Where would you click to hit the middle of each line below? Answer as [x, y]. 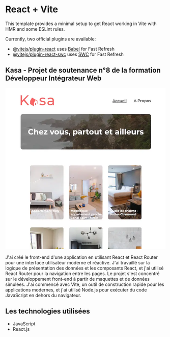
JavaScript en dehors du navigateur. [43, 295]
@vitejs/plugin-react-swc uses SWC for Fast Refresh [68, 54]
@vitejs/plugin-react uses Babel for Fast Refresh [64, 49]
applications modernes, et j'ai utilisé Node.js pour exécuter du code [76, 289]
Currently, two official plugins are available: [51, 39]
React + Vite [32, 9]
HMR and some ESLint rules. [35, 29]
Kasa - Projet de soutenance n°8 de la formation [83, 70]
